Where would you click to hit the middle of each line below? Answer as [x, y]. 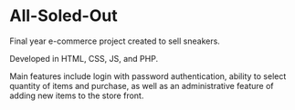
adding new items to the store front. [77, 95]
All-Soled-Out [63, 16]
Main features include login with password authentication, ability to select [148, 76]
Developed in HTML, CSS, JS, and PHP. [84, 58]
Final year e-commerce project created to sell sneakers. [115, 41]
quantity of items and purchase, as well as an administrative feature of [142, 85]
